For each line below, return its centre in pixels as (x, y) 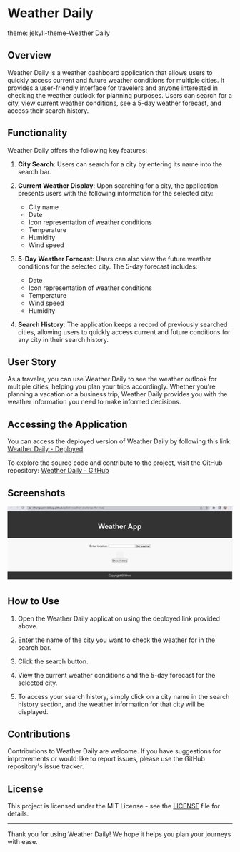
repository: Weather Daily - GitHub (58, 471)
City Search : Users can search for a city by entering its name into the (120, 164)
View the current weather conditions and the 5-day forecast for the (116, 675)
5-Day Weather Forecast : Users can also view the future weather (115, 259)
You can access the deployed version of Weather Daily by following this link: (120, 441)
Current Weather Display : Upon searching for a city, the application (118, 185)
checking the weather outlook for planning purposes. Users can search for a (120, 95)
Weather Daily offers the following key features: (77, 150)
